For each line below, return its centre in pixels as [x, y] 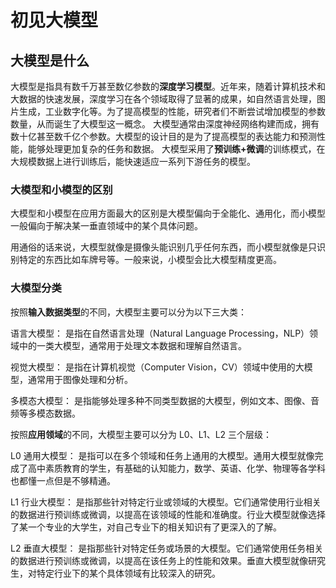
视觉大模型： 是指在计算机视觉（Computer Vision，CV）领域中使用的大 [157, 367]
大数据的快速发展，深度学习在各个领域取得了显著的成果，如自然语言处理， [163, 99]
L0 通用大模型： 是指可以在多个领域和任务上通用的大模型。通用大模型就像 [162, 455]
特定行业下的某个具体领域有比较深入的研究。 [128, 573]
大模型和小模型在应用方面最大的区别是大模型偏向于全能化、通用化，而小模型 [168, 213]
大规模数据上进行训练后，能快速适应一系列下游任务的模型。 [133, 161]
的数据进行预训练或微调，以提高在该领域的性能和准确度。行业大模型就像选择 [168, 514]
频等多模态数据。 [45, 413]
